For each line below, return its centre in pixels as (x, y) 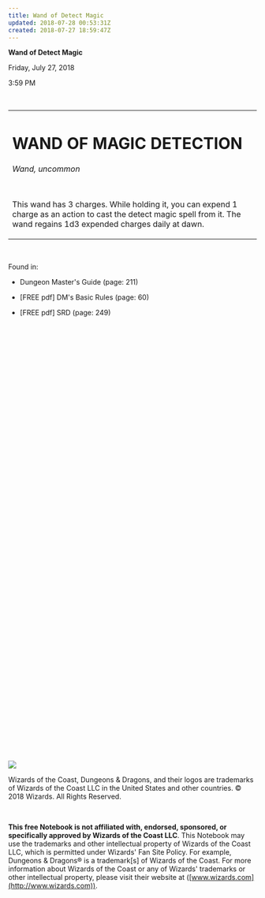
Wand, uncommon (46, 169)
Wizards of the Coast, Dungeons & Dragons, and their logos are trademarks (131, 779)
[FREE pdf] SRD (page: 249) (65, 312)
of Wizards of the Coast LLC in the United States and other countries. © (125, 788)
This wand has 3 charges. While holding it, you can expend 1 (125, 204)
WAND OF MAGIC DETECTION (127, 143)
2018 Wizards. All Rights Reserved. (65, 796)
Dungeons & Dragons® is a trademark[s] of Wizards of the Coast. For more (130, 860)
